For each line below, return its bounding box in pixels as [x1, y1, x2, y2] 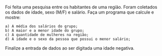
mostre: [5, 15, 21, 20]
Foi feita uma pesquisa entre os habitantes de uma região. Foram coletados [5, 4, 158, 10]
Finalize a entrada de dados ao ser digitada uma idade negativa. [5, 45, 135, 51]
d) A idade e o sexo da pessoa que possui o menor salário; [5, 37, 131, 41]
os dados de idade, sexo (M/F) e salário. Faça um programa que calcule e [5, 9, 154, 15]
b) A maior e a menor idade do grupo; [5, 28, 84, 33]
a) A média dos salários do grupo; [5, 24, 78, 29]
